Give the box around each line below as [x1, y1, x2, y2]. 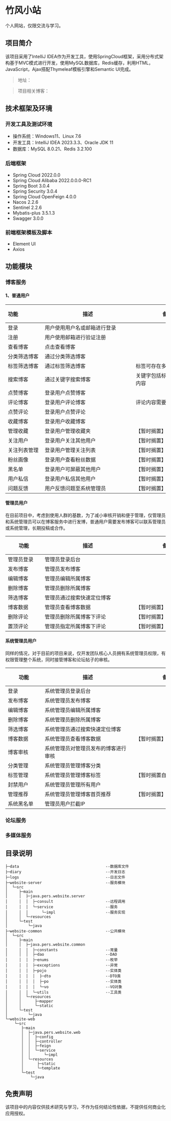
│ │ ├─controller [21, 1038, 63, 1044]
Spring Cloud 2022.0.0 [12, 172, 61, 178]
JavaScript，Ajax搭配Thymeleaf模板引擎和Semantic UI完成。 [5, 66, 134, 72]
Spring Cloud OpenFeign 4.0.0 [12, 193, 76, 199]
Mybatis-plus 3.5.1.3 [12, 210, 55, 216]
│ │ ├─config [21, 1034, 53, 1039]
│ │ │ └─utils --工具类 [5, 989, 122, 995]
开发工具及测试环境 [5, 121, 52, 128]
